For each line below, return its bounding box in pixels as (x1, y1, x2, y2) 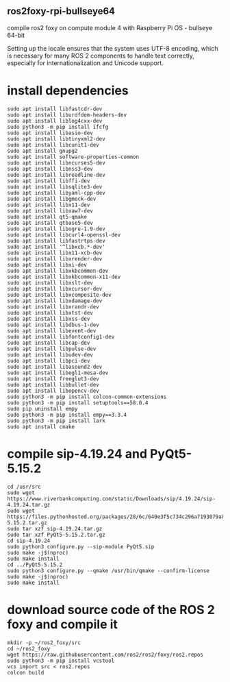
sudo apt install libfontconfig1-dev (7, 333, 115, 340)
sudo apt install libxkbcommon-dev (7, 267, 109, 274)
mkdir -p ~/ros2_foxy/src (7, 639, 81, 646)
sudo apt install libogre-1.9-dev (7, 226, 106, 232)
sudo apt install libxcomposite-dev (7, 291, 112, 298)
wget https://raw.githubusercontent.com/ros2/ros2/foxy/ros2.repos (7, 651, 204, 658)
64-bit (7, 31, 25, 39)
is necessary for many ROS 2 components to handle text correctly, (7, 51, 195, 60)
